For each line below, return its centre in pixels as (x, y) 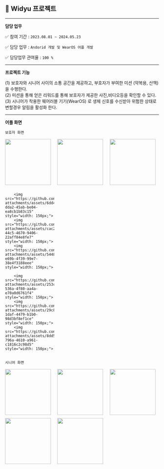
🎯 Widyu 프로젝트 (31, 9)
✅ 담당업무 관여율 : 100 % (29, 57)
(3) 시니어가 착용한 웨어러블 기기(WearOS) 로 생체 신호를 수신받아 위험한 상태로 (81, 101)
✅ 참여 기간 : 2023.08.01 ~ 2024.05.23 (43, 36)
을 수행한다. (16, 89)
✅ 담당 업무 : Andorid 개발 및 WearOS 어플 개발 (49, 47)
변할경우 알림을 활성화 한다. (31, 107)
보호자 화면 (15, 132)
